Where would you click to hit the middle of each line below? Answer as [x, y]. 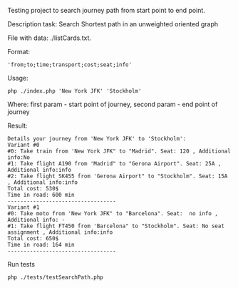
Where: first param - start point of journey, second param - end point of [113, 104]
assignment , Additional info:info [60, 232]
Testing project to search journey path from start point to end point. [106, 10]
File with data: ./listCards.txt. [49, 38]
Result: [17, 125]
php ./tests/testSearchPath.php [55, 277]
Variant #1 [24, 207]
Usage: [18, 78]
